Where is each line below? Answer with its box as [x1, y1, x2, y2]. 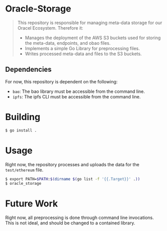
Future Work [5, 198, 58, 209]
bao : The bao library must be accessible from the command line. [12, 88, 145, 94]
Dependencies [5, 65, 52, 74]
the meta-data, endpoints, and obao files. [25, 40, 111, 46]
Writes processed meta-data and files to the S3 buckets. [25, 51, 142, 57]
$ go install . [5, 128, 37, 133]
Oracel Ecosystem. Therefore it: [17, 25, 84, 31]
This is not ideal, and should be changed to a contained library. [5, 220, 135, 226]
